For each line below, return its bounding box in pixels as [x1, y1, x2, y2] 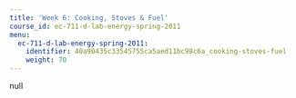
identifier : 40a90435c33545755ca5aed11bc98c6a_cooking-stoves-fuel [26, 47, 287, 56]
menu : [9, 30, 30, 39]
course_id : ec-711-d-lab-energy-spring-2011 [9, 22, 181, 31]
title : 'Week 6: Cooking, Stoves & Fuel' [9, 13, 169, 23]
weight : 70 [26, 55, 67, 64]
